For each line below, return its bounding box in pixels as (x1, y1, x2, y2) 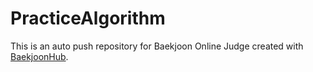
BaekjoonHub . (10, 50, 69, 62)
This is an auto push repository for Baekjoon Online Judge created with (10, 40, 304, 52)
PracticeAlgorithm (10, 7, 166, 30)
